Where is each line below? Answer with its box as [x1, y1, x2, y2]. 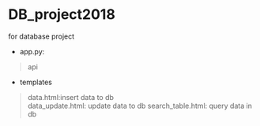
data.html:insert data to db [27, 92, 115, 102]
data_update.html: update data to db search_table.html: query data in [27, 101, 253, 110]
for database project [8, 31, 75, 41]
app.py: [19, 46, 45, 56]
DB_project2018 [8, 6, 116, 24]
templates [19, 77, 53, 87]
